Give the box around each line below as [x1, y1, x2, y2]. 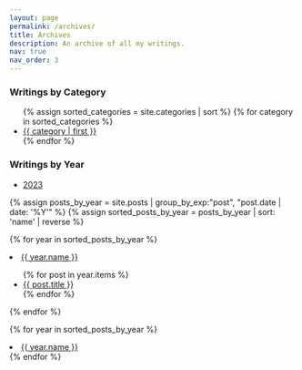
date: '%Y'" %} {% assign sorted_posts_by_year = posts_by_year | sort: [9, 206, 276, 217]
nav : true [9, 47, 47, 57]
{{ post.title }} [22, 279, 75, 290]
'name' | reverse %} [9, 216, 85, 227]
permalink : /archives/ [9, 22, 96, 31]
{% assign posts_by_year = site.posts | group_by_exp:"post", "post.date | [9, 197, 282, 208]
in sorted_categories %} [22, 116, 114, 128]
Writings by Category [9, 86, 106, 98]
